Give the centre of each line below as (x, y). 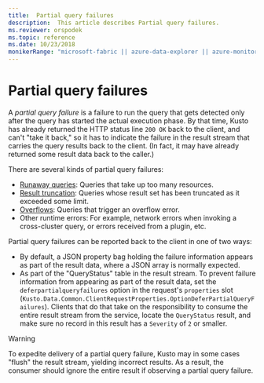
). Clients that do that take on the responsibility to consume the (146, 306)
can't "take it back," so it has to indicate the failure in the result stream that (129, 137)
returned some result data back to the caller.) (81, 154)
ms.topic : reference (42, 37)
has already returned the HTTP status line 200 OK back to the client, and (124, 129)
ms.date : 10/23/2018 (42, 45)
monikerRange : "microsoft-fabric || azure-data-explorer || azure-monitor (133, 52)
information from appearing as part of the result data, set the (118, 281)
